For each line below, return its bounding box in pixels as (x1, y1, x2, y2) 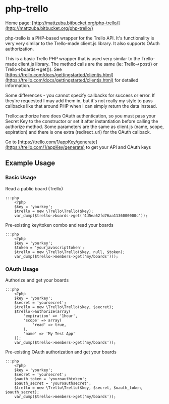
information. (5, 82, 31, 89)
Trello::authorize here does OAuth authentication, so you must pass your (5, 112, 156, 119)
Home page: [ (5, 20, 34, 26)
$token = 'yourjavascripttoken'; (14, 245, 85, 250)
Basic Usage (5, 174, 37, 181)
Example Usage (5, 159, 55, 168)
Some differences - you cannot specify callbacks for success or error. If (5, 92, 155, 98)
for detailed (114, 77, 139, 83)
